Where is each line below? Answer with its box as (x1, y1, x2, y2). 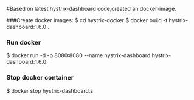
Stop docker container (6, 73, 74, 82)
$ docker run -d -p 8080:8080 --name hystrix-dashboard (6, 52, 151, 59)
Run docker (6, 38, 41, 46)
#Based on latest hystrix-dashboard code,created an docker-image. (6, 5, 176, 12)
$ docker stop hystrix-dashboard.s (6, 87, 93, 94)
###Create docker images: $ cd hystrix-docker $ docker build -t (6, 17, 168, 23)
